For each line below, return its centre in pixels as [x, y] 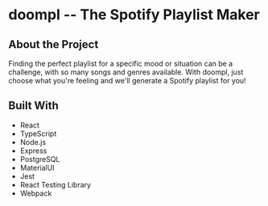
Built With [33, 106]
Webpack [36, 193]
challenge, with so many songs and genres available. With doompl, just [126, 72]
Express [33, 151]
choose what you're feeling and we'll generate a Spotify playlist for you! [128, 81]
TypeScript [38, 133]
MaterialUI [37, 168]
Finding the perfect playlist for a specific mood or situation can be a [121, 63]
